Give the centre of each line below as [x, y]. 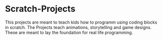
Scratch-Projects [40, 9]
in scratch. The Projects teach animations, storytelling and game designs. [78, 27]
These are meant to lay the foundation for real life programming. [69, 32]
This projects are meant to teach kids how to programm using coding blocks [81, 22]
